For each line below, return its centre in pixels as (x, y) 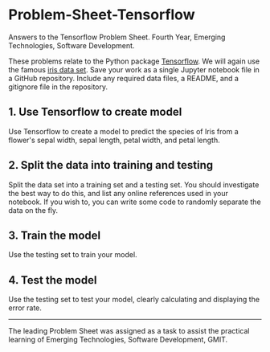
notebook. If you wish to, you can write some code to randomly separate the (135, 202)
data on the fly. (33, 210)
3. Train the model (55, 235)
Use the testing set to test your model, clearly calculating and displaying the (134, 300)
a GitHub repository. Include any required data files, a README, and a (124, 78)
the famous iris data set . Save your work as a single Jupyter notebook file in (134, 69)
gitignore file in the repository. (58, 87)
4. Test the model (53, 280)
